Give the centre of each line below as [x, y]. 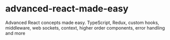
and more [15, 33]
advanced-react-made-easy [67, 9]
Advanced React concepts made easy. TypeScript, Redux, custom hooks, [82, 22]
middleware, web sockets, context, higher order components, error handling [85, 27]
